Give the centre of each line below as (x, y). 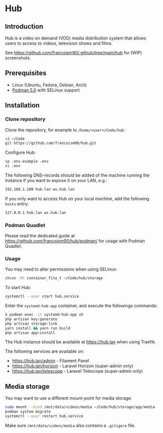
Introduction (24, 27)
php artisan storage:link (31, 324)
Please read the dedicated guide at (40, 236)
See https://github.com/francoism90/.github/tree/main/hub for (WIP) (73, 53)
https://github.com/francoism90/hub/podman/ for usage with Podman (75, 241)
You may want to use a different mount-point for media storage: (69, 398)
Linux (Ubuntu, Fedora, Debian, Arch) (49, 85)
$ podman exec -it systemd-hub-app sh (44, 315)
